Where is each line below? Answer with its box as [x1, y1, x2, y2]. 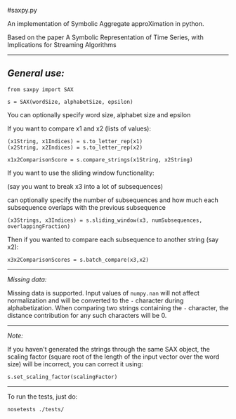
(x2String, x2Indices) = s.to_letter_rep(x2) [7, 144, 143, 151]
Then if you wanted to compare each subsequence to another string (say [7, 235, 219, 244]
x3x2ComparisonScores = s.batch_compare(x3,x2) [7, 256, 150, 263]
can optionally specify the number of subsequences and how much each [7, 196, 219, 204]
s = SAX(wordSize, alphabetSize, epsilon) [7, 98, 133, 105]
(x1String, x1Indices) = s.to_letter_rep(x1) [7, 138, 143, 145]
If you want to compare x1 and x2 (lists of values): [7, 124, 151, 133]
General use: [7, 67, 65, 79]
